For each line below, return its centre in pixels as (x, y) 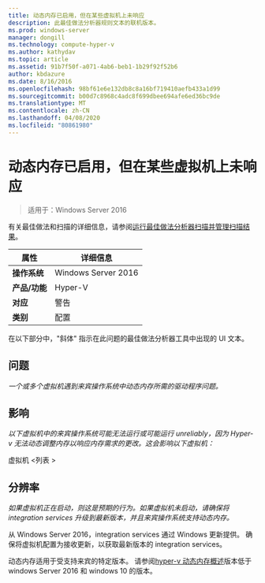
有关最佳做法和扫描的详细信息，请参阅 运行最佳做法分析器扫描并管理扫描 (125, 226)
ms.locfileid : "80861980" (50, 125)
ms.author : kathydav (42, 52)
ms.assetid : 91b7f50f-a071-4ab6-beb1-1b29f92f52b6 (93, 67)
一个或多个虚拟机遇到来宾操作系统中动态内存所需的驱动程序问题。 (115, 386)
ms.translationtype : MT (47, 103)
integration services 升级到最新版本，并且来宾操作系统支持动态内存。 (121, 518)
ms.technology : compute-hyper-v (61, 45)
